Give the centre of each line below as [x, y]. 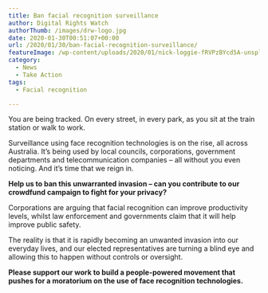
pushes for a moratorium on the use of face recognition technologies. [126, 281]
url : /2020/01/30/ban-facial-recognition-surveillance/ [103, 45]
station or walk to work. [47, 127]
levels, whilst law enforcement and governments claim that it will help [122, 217]
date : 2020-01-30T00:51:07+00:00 [64, 38]
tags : [17, 82]
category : [25, 61]
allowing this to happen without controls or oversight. [96, 257]
